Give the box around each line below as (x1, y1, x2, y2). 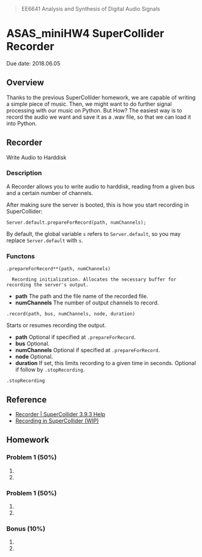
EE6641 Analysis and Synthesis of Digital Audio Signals (21, 6, 160, 12)
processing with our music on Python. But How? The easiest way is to (6, 106, 182, 114)
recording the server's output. (6, 282, 89, 288)
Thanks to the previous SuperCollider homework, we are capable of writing (6, 94, 196, 101)
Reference (6, 394, 47, 405)
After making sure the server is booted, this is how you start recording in (6, 201, 189, 208)
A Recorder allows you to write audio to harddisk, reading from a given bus (6, 183, 195, 190)
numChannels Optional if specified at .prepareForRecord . (15, 347, 160, 354)
